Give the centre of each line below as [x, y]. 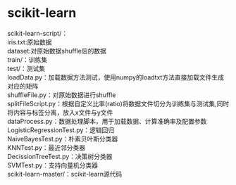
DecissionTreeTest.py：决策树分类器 [60, 156]
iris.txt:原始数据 [30, 42]
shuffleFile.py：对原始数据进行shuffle [62, 95]
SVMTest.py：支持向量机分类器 [53, 165]
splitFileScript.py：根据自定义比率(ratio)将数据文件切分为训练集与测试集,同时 [118, 103]
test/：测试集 [26, 68]
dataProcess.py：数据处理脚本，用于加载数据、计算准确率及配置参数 [107, 121]
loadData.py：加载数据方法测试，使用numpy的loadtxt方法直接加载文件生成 [116, 77]
